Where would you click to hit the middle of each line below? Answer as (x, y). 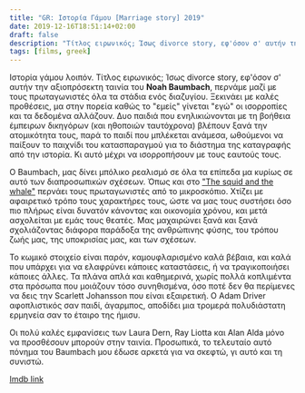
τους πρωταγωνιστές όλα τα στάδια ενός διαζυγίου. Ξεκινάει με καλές (144, 97)
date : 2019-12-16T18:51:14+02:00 (73, 26)
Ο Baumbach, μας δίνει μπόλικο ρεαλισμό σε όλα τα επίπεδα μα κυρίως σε (151, 172)
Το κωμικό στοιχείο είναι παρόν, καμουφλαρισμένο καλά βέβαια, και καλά (151, 257)
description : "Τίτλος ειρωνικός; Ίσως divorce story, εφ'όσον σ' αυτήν (148, 43)
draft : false (34, 34)
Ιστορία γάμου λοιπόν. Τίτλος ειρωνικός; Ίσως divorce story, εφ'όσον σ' (145, 77)
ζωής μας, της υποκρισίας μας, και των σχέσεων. (103, 240)
